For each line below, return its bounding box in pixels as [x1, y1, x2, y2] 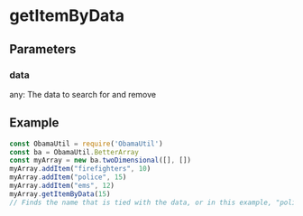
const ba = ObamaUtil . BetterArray [9, 147, 140, 156]
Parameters [9, 42, 77, 57]
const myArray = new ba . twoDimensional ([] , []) [9, 155, 192, 165]
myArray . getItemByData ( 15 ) [9, 189, 111, 199]
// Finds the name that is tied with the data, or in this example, [9, 198, 272, 207]
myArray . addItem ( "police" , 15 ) [9, 173, 127, 182]
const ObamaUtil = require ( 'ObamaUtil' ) [9, 139, 164, 148]
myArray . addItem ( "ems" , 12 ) [9, 182, 115, 191]
